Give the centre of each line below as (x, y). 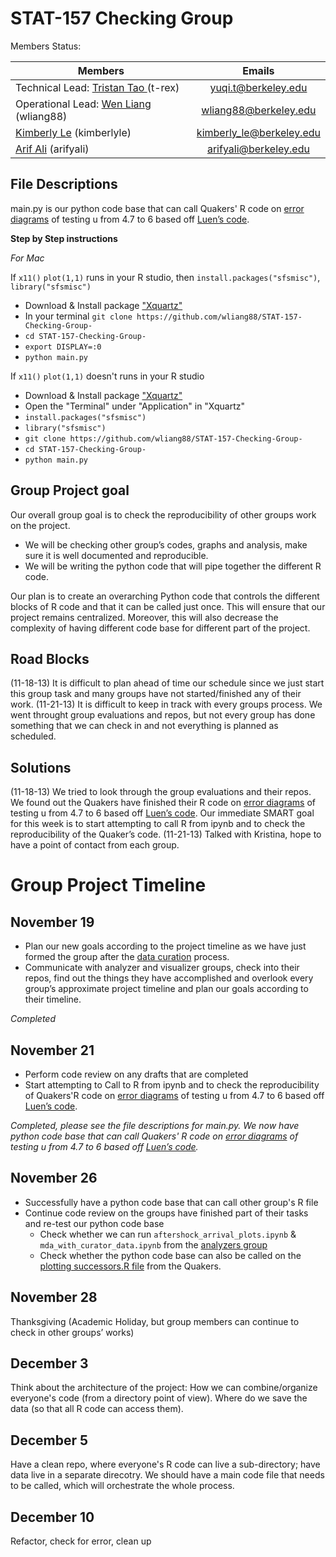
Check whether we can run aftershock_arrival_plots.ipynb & (168, 1234)
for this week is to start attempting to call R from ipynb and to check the (158, 824)
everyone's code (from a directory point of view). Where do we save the (159, 1398)
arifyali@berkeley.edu (258, 149)
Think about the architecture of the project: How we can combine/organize (164, 1388)
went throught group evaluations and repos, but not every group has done (163, 715)
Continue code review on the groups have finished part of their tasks (166, 1213)
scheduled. (33, 736)
